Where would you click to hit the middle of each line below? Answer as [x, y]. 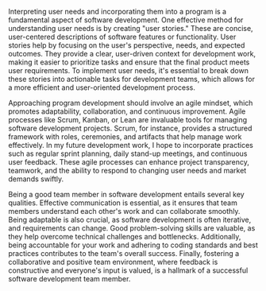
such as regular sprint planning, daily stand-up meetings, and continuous [128, 153]
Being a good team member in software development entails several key [126, 194]
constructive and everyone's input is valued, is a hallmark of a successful [128, 270]
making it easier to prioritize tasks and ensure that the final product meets [129, 62]
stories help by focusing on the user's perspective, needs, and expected [127, 45]
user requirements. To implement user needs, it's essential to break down [128, 70]
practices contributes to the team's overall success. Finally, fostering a [124, 253]
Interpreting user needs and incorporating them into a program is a [118, 12]
